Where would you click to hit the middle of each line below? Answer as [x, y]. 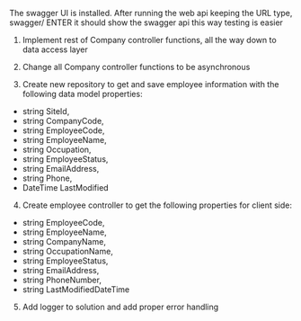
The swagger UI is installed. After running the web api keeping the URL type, [151, 13]
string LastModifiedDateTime [76, 290]
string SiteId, [46, 111]
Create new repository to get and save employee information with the [150, 84]
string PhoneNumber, [62, 280]
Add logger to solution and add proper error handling [120, 307]
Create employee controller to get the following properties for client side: [157, 205]
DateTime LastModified [66, 187]
